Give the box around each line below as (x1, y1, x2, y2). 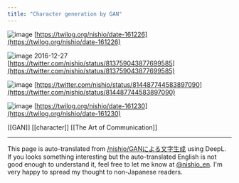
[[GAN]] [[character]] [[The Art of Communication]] (7, 122, 158, 132)
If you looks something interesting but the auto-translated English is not (7, 152, 217, 161)
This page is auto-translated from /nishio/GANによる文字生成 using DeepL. (7, 144, 226, 153)
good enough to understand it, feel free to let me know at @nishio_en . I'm (7, 160, 223, 168)
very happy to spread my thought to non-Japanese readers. (7, 167, 183, 176)
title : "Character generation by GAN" (7, 10, 122, 18)
